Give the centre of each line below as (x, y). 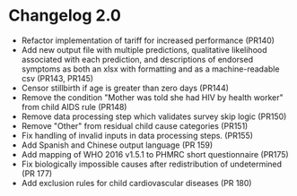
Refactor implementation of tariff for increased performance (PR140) (148, 40)
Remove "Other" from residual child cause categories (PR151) (135, 125)
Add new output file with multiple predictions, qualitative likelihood (144, 49)
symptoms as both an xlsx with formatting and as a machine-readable (150, 69)
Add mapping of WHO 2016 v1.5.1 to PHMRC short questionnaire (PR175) (155, 154)
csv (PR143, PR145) (57, 78)
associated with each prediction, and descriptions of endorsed (137, 59)
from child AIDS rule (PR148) (74, 107)
